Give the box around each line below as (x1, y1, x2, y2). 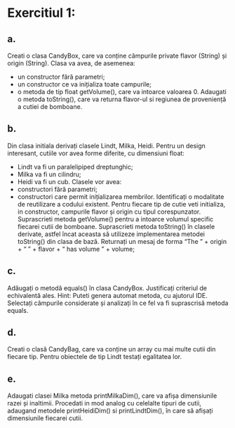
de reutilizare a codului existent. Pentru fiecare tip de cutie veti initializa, (17, 200, 226, 208)
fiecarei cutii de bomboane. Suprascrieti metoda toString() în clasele (17, 222, 215, 231)
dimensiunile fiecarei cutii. (7, 414, 83, 422)
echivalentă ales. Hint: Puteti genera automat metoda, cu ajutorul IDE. (7, 291, 208, 299)
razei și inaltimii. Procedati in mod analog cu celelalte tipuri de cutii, (7, 399, 202, 408)
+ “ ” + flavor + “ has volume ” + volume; (17, 245, 135, 253)
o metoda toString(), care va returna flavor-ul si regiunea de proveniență (17, 95, 227, 103)
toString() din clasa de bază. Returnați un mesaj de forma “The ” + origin (17, 237, 227, 245)
